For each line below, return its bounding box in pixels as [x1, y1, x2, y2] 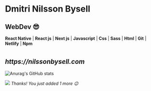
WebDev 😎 [5, 23, 40, 31]
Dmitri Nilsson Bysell [5, 3, 91, 15]
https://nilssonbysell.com [5, 58, 85, 66]
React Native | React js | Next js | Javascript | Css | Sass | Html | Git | [5, 35, 147, 41]
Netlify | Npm [5, 41, 33, 46]
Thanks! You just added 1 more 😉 [11, 80, 79, 86]
